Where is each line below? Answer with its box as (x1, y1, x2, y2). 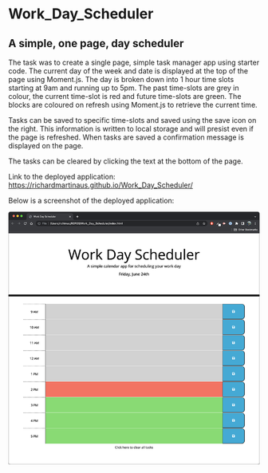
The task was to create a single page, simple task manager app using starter (8, 57, 260, 67)
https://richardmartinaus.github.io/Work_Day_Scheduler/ (8, 180, 194, 190)
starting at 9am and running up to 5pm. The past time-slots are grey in (8, 83, 239, 93)
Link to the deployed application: (8, 172, 116, 181)
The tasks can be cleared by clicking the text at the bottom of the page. (8, 156, 243, 166)
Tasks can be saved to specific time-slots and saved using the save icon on (8, 116, 257, 124)
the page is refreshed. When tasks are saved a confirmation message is (8, 132, 245, 142)
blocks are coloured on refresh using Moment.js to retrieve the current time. (8, 101, 258, 109)
